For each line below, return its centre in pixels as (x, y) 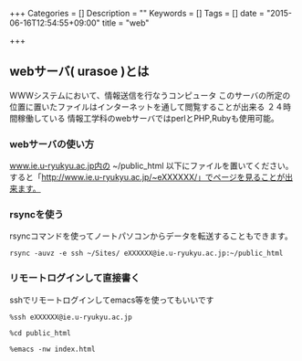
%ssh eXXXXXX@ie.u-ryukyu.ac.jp (71, 317)
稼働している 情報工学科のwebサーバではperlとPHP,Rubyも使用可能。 (148, 118)
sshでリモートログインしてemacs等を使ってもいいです (112, 300)
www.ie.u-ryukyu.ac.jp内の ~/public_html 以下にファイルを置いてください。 (151, 166)
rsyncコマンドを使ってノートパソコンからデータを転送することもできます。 (151, 236)
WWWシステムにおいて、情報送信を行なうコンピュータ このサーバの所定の (150, 95)
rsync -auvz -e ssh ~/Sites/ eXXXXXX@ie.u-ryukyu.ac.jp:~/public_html (146, 254)
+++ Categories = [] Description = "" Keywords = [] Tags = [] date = (137, 13)
